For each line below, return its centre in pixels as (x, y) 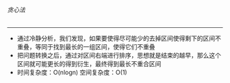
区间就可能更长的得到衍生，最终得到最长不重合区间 (89, 64)
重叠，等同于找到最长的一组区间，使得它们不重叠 (86, 47)
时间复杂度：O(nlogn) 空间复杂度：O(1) (72, 72)
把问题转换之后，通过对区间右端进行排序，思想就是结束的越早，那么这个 (119, 55)
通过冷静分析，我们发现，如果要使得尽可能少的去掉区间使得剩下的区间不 (119, 38)
